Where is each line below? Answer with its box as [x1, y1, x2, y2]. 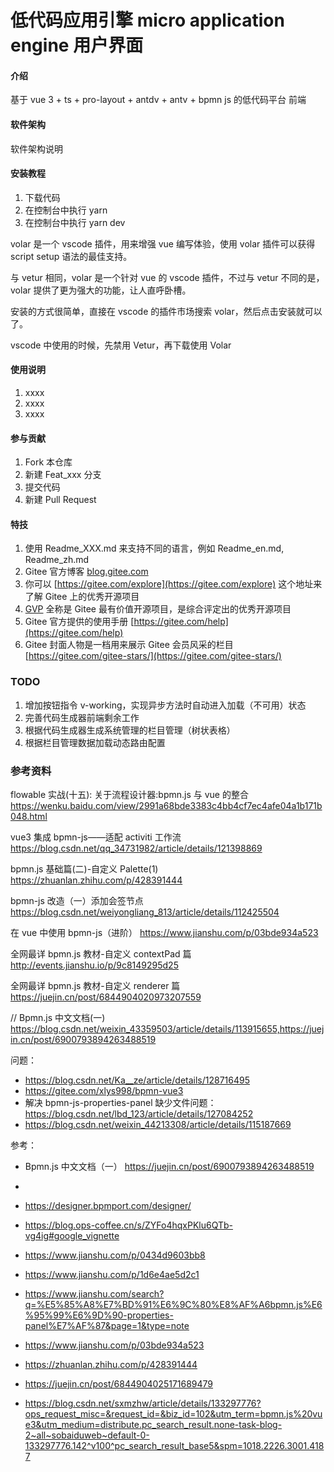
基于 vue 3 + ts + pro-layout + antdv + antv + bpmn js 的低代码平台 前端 [10, 94, 307, 106]
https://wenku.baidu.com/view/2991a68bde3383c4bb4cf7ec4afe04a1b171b [10, 800, 323, 811]
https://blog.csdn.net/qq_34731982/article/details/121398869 [10, 842, 263, 854]
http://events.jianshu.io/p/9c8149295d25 [10, 959, 179, 971]
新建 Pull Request [24, 494, 97, 506]
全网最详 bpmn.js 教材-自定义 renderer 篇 [10, 980, 181, 991]
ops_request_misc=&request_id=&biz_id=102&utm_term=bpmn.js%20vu [24, 1408, 323, 1420]
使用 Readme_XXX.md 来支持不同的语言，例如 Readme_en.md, [24, 542, 285, 555]
